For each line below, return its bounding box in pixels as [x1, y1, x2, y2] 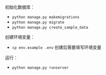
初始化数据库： [5, 4, 35, 10]
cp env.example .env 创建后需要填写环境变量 [12, 45, 102, 50]
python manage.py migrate [12, 20, 64, 25]
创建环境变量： [5, 34, 35, 40]
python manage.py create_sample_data [12, 25, 89, 30]
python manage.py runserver [12, 65, 69, 70]
